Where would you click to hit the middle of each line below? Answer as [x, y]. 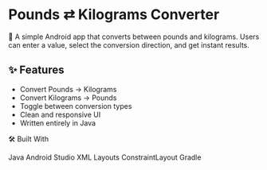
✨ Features [36, 70]
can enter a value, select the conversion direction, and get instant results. [129, 44]
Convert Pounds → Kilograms [68, 89]
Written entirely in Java [58, 123]
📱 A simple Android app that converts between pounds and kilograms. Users [134, 37]
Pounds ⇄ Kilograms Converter [114, 15]
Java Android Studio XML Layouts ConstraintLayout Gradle [105, 157]
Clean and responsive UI [60, 114]
